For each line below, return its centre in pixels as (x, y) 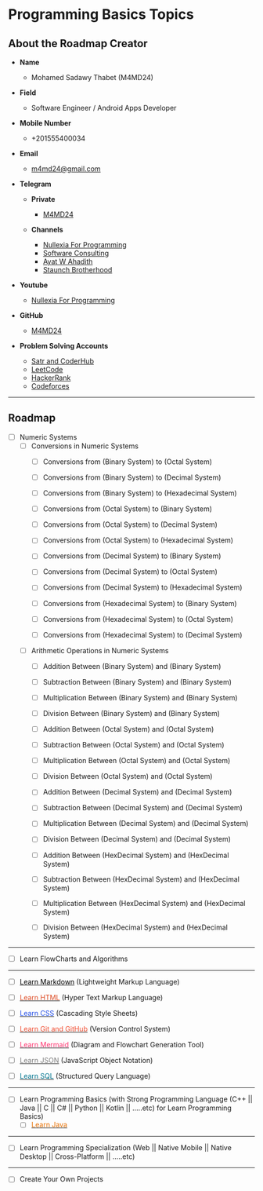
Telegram (35, 184)
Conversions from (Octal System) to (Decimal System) (130, 524)
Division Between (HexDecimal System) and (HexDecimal (135, 927)
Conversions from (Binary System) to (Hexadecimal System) (140, 493)
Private (43, 199)
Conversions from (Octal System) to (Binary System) (128, 509)
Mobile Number (45, 123)
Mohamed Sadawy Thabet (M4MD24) (92, 77)
